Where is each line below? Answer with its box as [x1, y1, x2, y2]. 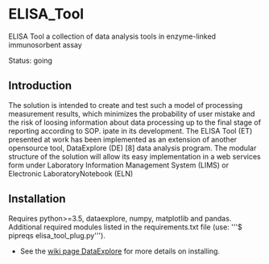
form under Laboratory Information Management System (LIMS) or [8, 160, 230, 170]
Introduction [8, 79, 72, 93]
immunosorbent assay [8, 39, 82, 49]
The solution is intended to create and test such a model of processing [8, 100, 243, 109]
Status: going [8, 56, 52, 65]
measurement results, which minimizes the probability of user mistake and [8, 109, 255, 118]
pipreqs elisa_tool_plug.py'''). [8, 230, 106, 240]
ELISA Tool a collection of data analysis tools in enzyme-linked [8, 31, 216, 41]
